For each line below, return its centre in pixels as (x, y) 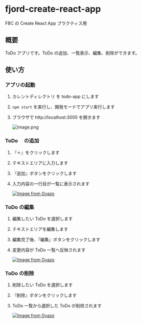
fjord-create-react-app (53, 9)
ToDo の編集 (20, 207)
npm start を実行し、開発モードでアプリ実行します (63, 107)
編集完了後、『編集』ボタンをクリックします (56, 240)
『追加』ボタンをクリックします (44, 173)
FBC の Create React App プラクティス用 (46, 23)
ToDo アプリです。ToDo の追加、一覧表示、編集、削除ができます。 (72, 53)
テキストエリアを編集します (40, 229)
